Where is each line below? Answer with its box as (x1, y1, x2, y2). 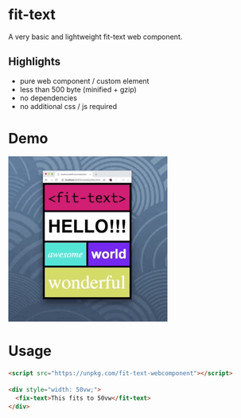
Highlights (8, 55, 61, 68)
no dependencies (19, 93, 78, 103)
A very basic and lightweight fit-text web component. (8, 32, 183, 41)
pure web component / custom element (19, 76, 150, 85)
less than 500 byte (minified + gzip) (19, 84, 137, 94)
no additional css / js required (19, 101, 118, 111)
